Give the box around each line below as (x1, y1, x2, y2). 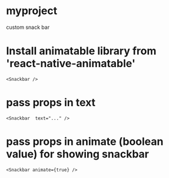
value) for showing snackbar (6, 147, 149, 160)
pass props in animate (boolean (6, 135, 164, 148)
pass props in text (6, 96, 96, 110)
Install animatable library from (6, 44, 157, 58)
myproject (6, 4, 58, 18)
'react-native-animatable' (6, 57, 135, 70)
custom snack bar (6, 24, 50, 31)
